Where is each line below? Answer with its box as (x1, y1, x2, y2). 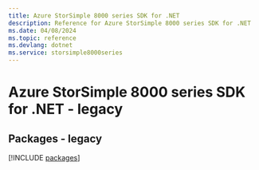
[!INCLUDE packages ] (8, 153, 80, 162)
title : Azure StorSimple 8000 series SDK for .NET (8, 11, 180, 20)
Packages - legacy (8, 132, 102, 145)
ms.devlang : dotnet (8, 42, 73, 49)
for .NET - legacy (8, 101, 124, 118)
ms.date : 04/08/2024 (8, 26, 77, 34)
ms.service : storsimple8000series (8, 49, 124, 57)
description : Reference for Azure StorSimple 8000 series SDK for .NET (8, 19, 251, 27)
